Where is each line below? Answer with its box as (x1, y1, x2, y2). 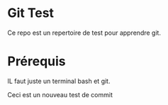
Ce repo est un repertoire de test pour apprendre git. (7, 28, 162, 37)
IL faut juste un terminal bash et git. (7, 77, 111, 85)
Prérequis (7, 53, 66, 70)
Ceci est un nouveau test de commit (7, 90, 113, 99)
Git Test (7, 5, 55, 21)
